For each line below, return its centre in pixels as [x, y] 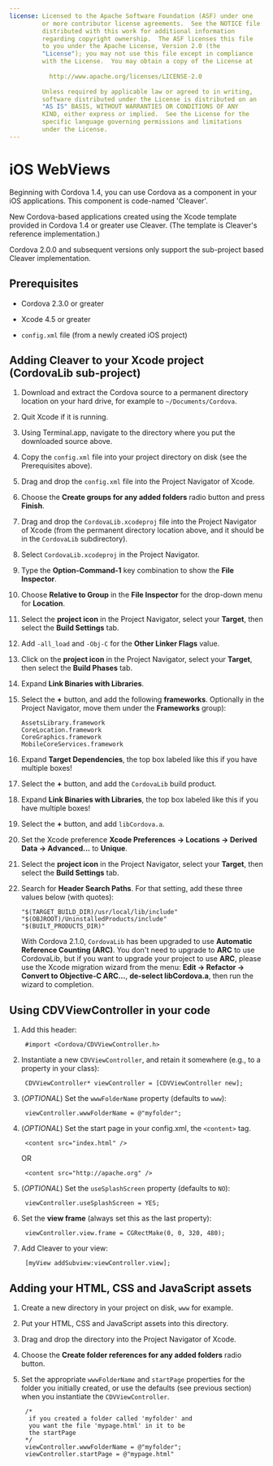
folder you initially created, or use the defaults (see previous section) [136, 1388]
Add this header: [49, 1030]
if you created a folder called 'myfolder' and [111, 1418]
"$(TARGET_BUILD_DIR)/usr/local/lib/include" [99, 912]
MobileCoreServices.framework [72, 745]
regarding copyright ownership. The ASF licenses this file [147, 39]
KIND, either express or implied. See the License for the [146, 115]
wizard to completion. [57, 985]
